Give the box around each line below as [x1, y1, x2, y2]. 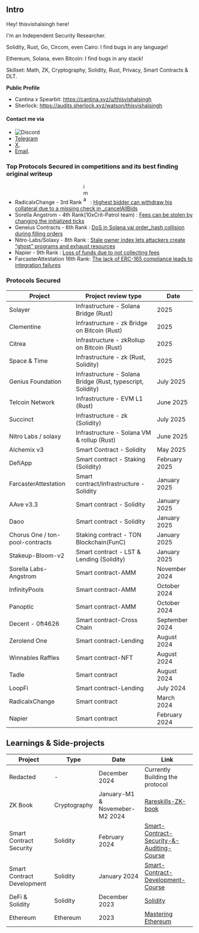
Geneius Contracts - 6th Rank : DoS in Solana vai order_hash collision [14, 224, 185, 231]
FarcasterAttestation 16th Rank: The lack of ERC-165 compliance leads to [14, 255, 193, 262]
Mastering [144, 910, 173, 918]
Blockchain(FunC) [76, 538, 126, 546]
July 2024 [156, 684, 186, 692]
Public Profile [6, 84, 40, 91]
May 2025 [156, 445, 187, 454]
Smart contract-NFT [76, 653, 133, 662]
